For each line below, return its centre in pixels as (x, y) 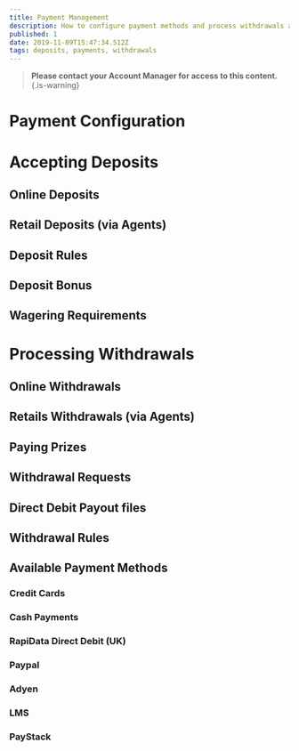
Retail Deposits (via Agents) (88, 225)
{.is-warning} (55, 85)
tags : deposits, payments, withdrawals (83, 51)
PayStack (30, 737)
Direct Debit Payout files (78, 508)
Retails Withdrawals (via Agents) (102, 417)
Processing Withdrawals (102, 354)
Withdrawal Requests (70, 477)
